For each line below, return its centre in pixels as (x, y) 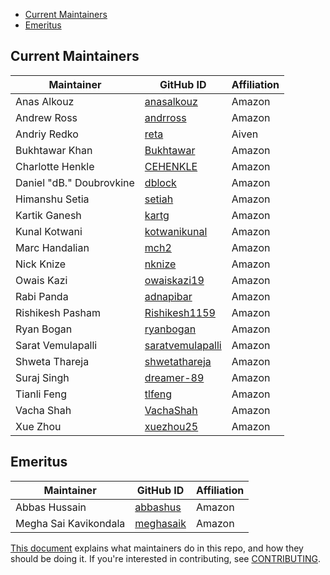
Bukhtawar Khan (54, 150)
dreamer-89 (174, 377)
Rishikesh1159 (180, 312)
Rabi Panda (42, 296)
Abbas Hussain (51, 507)
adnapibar (168, 296)
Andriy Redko (47, 134)
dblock (160, 182)
